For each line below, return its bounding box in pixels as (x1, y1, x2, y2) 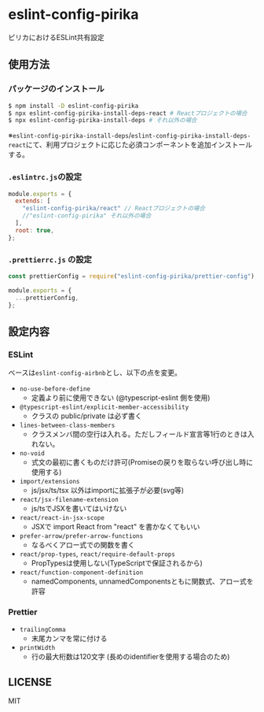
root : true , (15, 226, 55, 234)
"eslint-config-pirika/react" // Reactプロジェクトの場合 (22, 205, 206, 213)
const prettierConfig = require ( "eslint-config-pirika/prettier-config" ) (8, 272, 255, 280)
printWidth (19, 644, 56, 652)
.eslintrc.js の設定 (8, 172, 82, 183)
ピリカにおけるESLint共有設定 (8, 32, 104, 42)
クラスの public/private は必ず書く (31, 411, 143, 421)
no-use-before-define (19, 385, 90, 393)
